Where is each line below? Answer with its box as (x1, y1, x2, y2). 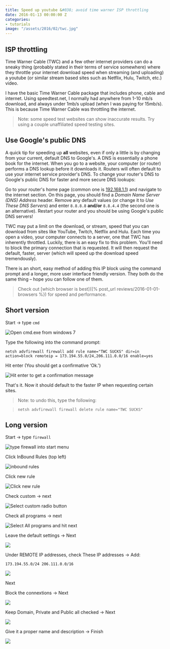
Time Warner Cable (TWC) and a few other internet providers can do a (5, 58, 153, 64)
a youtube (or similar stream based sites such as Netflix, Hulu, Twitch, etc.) (5, 75, 162, 81)
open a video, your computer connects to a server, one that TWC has (5, 234, 150, 240)
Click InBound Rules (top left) (5, 454, 66, 460)
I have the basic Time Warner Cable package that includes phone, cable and (5, 90, 165, 96)
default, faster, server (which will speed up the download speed (5, 250, 139, 256)
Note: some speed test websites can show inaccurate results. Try (17, 116, 155, 122)
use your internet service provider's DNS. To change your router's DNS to (5, 171, 159, 177)
